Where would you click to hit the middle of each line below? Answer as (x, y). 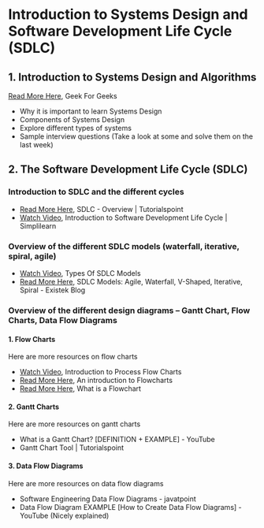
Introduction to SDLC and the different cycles (96, 192)
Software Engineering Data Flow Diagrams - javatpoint (108, 499)
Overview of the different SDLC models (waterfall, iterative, (124, 246)
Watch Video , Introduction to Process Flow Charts (100, 372)
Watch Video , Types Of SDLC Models (80, 273)
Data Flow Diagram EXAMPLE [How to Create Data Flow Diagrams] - (130, 507)
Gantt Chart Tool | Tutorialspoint (72, 448)
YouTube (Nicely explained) (64, 515)
